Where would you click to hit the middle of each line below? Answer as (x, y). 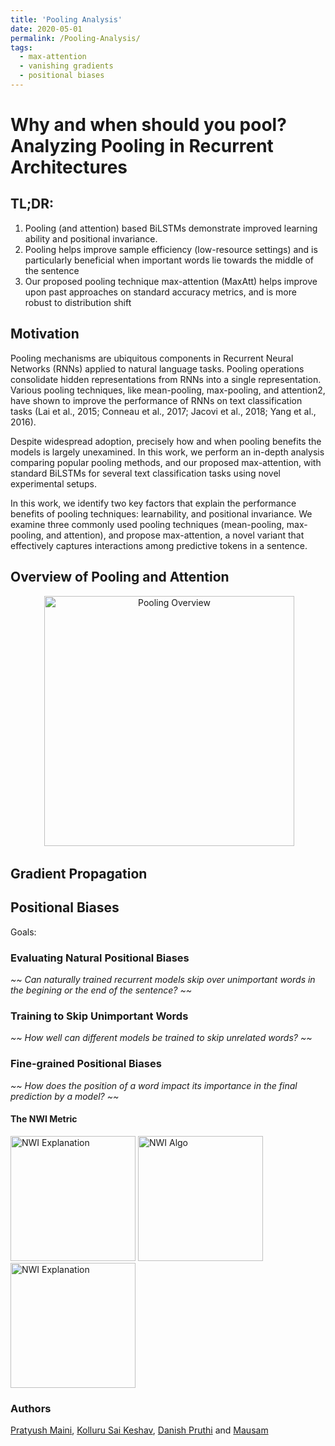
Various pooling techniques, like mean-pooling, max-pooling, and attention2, (168, 390)
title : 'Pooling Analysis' (66, 19)
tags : (21, 47)
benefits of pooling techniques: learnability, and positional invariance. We (161, 513)
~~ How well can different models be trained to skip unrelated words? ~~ (161, 1038)
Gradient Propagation (79, 873)
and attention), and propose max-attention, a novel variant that (175, 535)
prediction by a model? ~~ (65, 1096)
